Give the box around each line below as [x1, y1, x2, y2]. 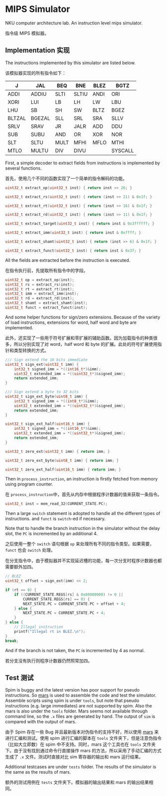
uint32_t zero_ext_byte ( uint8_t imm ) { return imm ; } [5, 458, 119, 463]
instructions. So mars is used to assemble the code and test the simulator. [5, 693, 157, 698]
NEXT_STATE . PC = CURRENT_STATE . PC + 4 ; [23, 610, 106, 615]
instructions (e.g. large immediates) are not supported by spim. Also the [5, 703, 153, 709]
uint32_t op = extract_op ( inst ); [5, 277, 75, 282]
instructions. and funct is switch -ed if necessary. [5, 516, 106, 522]
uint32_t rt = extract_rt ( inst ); [5, 287, 75, 292]
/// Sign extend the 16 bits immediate [5, 357, 88, 362]
